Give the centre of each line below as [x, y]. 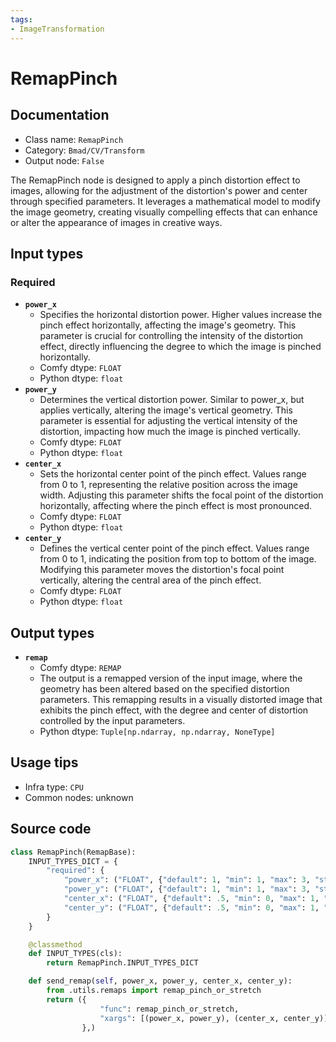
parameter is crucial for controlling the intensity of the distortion [171, 336]
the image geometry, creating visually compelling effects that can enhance [164, 212]
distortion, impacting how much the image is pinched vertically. [170, 432]
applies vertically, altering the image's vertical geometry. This [166, 410]
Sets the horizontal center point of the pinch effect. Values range [173, 474]
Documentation [60, 115]
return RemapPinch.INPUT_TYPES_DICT [122, 963]
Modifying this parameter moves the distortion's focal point [162, 570]
